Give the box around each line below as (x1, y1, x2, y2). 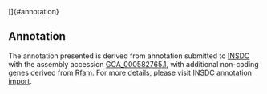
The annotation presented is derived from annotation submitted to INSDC (8, 51, 250, 61)
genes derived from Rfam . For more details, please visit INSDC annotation (8, 68, 253, 77)
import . (8, 76, 32, 86)
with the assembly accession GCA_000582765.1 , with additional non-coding (8, 59, 259, 69)
